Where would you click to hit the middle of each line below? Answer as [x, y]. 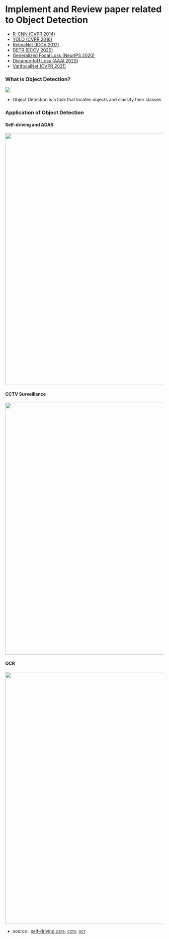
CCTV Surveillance [26, 394]
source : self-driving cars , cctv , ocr [49, 931]
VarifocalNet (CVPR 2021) [39, 66]
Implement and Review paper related [83, 9]
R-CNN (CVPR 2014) [34, 34]
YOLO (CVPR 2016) [32, 39]
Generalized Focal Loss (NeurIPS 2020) [54, 55]
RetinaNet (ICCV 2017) [36, 44]
